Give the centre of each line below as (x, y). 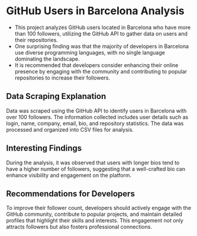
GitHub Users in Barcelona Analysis (95, 11)
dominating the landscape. (47, 59)
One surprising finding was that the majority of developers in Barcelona (102, 46)
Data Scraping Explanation (56, 96)
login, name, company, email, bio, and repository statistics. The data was (95, 123)
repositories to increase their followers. (62, 78)
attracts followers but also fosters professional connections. (79, 227)
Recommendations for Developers (70, 194)
